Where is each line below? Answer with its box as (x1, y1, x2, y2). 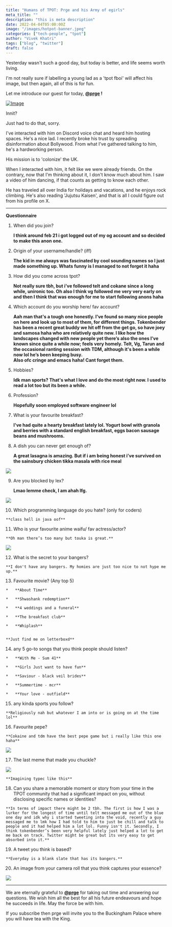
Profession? (13, 392, 39, 398)
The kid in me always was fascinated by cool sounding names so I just (13, 257, 165, 263)
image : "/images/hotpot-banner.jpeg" (6, 27, 86, 32)
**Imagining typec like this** (6, 776, 72, 781)
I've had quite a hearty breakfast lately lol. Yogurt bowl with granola (13, 422, 160, 428)
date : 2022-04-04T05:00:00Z (6, 21, 66, 27)
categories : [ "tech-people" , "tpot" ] (6, 31, 86, 36)
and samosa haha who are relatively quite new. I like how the (13, 329, 144, 336)
